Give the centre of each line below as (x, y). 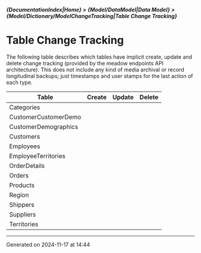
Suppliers (22, 214)
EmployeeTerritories (37, 156)
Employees (25, 146)
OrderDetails (27, 165)
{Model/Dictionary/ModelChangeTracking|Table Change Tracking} (92, 16)
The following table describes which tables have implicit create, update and (99, 57)
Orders (19, 175)
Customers (25, 136)
